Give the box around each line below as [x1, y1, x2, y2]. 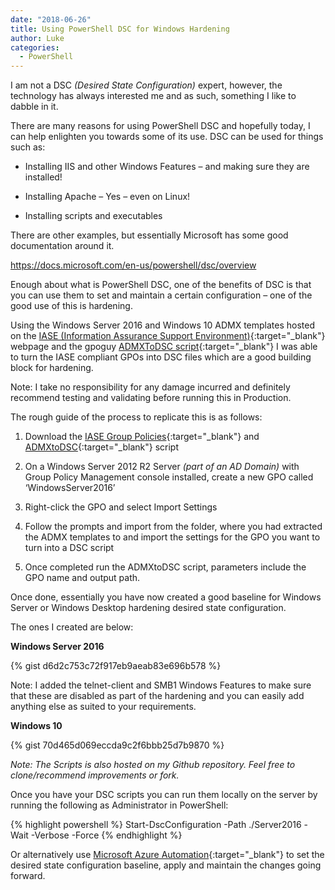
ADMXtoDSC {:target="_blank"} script [24, 441, 179, 453]
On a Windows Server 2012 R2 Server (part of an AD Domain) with [24, 461, 300, 473]
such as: [10, 141, 46, 153]
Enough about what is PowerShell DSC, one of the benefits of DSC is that [10, 279, 312, 291]
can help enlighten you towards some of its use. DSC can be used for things [10, 131, 324, 143]
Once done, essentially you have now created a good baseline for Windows [10, 591, 322, 603]
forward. [10, 870, 46, 882]
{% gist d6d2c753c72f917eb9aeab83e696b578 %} [10, 660, 222, 672]
